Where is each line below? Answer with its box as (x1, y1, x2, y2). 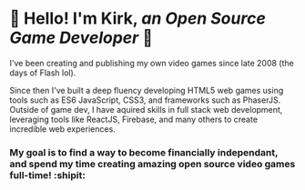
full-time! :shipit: (9, 168, 86, 181)
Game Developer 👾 (9, 27, 153, 48)
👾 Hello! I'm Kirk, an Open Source (9, 8, 266, 29)
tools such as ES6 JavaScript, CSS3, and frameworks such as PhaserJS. (9, 95, 281, 105)
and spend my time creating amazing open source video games (9, 157, 296, 170)
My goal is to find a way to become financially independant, (9, 145, 279, 158)
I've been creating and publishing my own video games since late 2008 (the (9, 57, 294, 68)
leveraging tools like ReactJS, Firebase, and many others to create (9, 114, 258, 125)
